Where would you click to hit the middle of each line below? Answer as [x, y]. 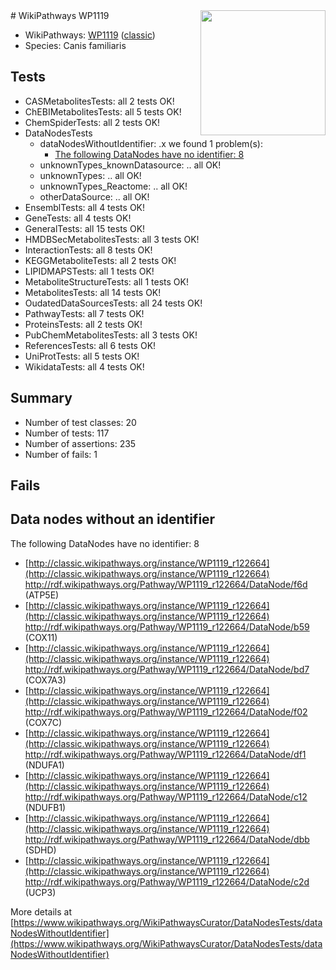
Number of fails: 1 [61, 454]
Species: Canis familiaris [75, 45]
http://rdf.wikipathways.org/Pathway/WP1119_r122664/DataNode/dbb [167, 839]
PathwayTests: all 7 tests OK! [84, 313]
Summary [41, 398]
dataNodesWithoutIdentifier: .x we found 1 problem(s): [151, 143]
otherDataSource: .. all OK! [94, 196]
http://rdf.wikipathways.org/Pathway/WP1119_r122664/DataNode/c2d [167, 881]
